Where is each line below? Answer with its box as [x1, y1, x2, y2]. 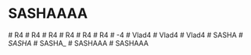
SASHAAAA [8, 5, 88, 22]
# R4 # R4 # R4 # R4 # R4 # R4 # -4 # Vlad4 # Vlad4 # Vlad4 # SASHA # [8, 30, 244, 40]
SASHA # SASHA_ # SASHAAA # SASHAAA [8, 38, 149, 47]
